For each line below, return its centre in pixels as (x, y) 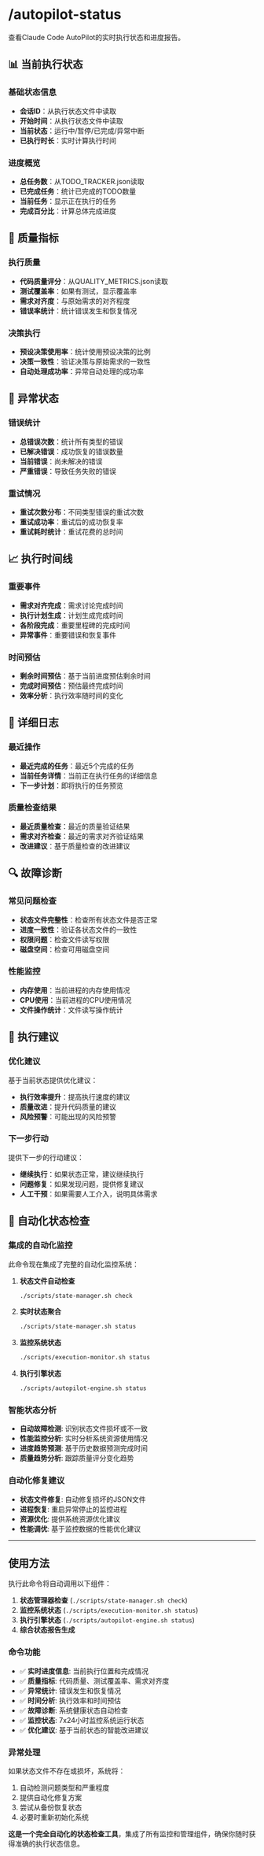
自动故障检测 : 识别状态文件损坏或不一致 (83, 1429)
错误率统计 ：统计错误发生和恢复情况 (78, 311)
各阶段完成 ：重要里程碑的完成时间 (75, 625)
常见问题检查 (33, 901)
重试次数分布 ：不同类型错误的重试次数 (81, 512)
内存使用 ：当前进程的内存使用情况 (75, 990)
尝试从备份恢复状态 (51, 1807)
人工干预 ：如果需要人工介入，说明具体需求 (88, 1193)
